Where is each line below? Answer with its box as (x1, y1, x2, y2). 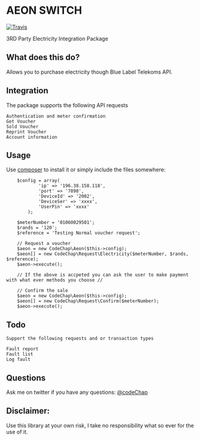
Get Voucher (6, 118, 36, 125)
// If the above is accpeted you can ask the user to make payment (17, 272, 189, 278)
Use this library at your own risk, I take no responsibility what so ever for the (6, 421, 195, 429)
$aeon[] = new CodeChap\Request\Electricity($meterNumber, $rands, (17, 251, 189, 257)
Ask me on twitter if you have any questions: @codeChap (6, 389, 148, 396)
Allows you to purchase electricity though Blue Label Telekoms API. (6, 68, 172, 75)
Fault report (6, 346, 39, 352)
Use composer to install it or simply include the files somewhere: (6, 166, 166, 174)
